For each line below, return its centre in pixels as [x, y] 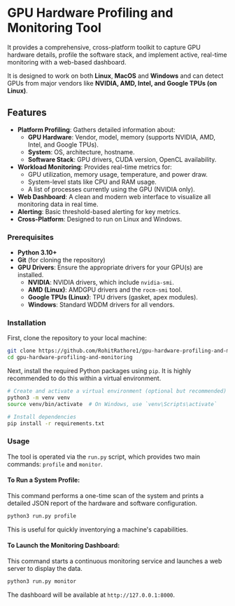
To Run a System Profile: [44, 480]
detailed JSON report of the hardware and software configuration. [102, 503]
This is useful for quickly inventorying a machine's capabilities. [98, 529]
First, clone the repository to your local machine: [77, 338]
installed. [30, 275]
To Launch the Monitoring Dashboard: [64, 546]
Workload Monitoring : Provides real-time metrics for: [95, 167]
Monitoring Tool [54, 28]
